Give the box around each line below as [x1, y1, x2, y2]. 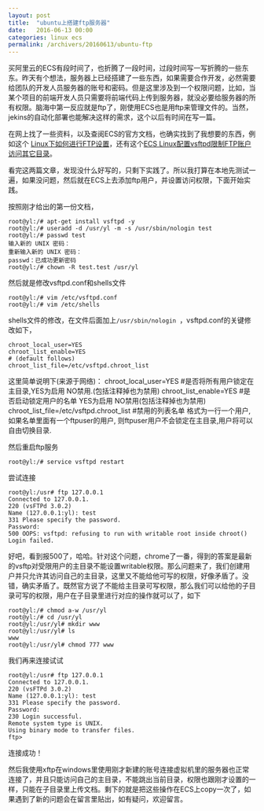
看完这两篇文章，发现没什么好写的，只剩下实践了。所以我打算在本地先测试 [8, 166, 249, 175]
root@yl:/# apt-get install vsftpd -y [8, 218, 135, 226]
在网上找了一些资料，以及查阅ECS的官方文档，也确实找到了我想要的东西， [8, 129, 249, 138]
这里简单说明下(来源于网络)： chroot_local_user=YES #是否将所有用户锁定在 [8, 377, 254, 386]
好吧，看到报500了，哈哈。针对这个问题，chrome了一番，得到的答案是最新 [8, 551, 253, 561]
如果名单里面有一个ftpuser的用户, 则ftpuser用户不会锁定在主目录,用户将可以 [8, 416, 253, 426]
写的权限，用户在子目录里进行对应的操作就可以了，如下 [21, 591, 201, 600]
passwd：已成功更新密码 [8, 256, 77, 264]
